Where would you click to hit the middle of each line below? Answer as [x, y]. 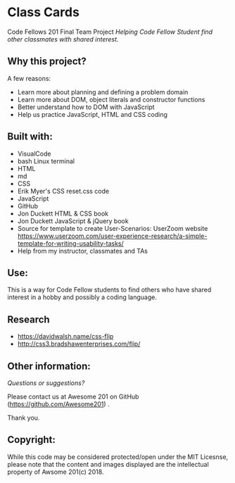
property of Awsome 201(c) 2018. [56, 472]
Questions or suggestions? [46, 383]
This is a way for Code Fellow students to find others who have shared [109, 290]
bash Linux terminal [46, 161]
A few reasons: [29, 78]
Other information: [49, 366]
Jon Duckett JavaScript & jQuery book [73, 221]
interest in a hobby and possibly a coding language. [82, 297]
